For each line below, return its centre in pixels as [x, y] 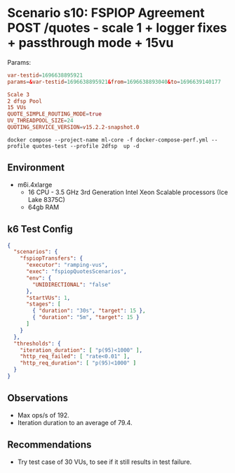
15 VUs [17, 108]
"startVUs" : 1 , [48, 298]
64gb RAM [43, 207]
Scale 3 [19, 94]
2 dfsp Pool [25, 101]
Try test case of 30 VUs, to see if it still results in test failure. [105, 462]
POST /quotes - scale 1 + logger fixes [117, 28]
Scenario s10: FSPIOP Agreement [106, 13]
